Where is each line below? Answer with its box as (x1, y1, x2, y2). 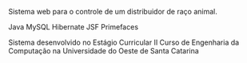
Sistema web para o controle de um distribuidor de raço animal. (8, 7, 217, 16)
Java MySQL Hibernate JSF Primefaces (8, 22, 138, 31)
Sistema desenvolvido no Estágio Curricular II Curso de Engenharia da (8, 37, 240, 47)
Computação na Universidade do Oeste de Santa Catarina (8, 46, 200, 55)
